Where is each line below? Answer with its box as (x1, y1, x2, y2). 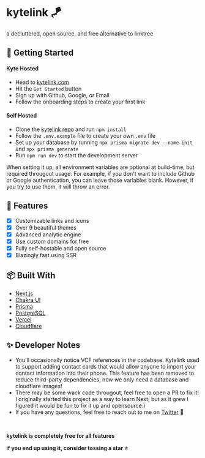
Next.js (15, 290, 34, 297)
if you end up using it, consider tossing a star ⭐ (6, 444, 129, 451)
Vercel (15, 315, 32, 323)
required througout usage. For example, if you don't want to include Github (6, 170, 195, 177)
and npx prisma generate (15, 145, 79, 152)
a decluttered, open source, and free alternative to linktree (6, 29, 154, 37)
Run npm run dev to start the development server (15, 151, 138, 159)
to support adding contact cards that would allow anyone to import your (15, 362, 197, 370)
